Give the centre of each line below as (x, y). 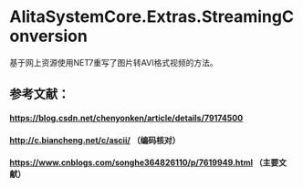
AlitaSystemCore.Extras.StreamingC (152, 17)
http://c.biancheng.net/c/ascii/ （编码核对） (95, 140)
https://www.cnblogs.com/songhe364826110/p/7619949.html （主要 (144, 162)
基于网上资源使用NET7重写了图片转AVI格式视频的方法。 (114, 62)
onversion (49, 36)
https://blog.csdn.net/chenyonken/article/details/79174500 (126, 118)
